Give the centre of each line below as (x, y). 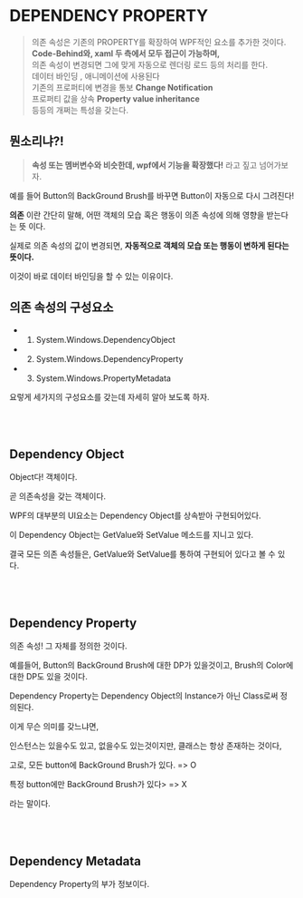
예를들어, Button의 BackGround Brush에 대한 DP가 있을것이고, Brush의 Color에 (151, 665)
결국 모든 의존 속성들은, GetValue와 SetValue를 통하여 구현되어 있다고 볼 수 (142, 554)
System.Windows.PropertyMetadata (104, 378)
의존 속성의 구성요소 (62, 308)
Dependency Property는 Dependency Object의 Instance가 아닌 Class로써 (144, 696)
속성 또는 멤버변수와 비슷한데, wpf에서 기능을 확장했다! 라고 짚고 (144, 165)
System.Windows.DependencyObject (106, 339)
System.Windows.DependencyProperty (109, 358)
